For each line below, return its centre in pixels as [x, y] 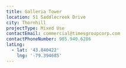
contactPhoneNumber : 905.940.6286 [49, 39]
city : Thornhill [26, 22]
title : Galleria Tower [34, 12]
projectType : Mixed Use [35, 28]
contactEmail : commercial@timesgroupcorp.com [63, 34]
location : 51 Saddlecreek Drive [46, 17]
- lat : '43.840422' [35, 50]
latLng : [16, 45]
